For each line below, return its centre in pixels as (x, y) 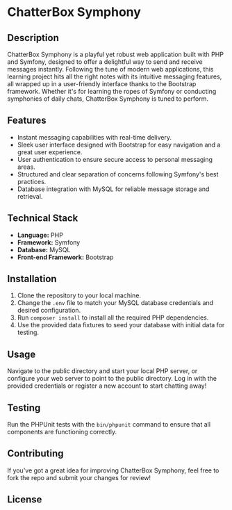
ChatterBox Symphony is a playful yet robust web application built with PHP (116, 54)
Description (33, 38)
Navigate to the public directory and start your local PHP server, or (102, 371)
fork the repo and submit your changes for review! (79, 477)
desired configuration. (49, 311)
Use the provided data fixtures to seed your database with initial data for (121, 325)
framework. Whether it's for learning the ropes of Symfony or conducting (112, 91)
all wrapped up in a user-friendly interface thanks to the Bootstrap (102, 84)
